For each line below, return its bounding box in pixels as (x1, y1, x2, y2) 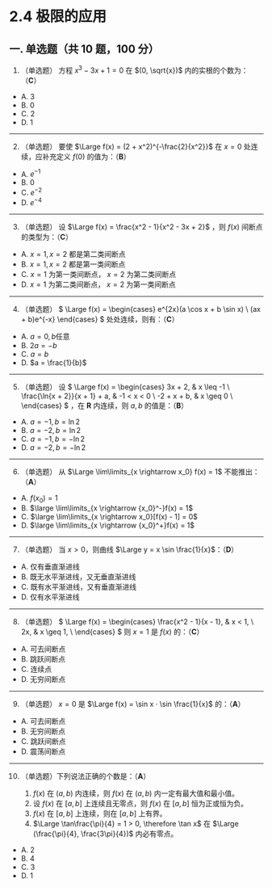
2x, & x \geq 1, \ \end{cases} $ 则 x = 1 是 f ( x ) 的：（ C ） (20, 627, 204, 637)
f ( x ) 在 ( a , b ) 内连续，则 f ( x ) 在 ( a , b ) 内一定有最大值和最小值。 (32, 788, 239, 798)
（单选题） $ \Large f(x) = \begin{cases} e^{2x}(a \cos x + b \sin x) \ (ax (20, 304, 262, 313)
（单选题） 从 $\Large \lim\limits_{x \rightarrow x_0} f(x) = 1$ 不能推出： (20, 466, 261, 477)
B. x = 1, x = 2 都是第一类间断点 (20, 259, 126, 269)
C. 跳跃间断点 (20, 737, 66, 746)
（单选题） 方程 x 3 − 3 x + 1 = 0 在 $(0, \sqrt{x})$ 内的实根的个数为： (20, 64, 249, 75)
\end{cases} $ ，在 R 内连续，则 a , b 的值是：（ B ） (20, 401, 189, 410)
